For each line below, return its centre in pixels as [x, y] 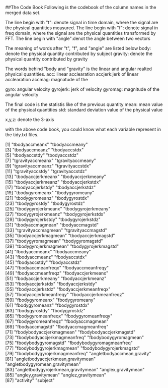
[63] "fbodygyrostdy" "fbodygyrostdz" [45, 311]
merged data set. [23, 13]
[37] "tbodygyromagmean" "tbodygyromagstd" [54, 241]
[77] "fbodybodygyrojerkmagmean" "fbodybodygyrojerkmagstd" [72, 348]
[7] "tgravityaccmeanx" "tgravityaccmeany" [51, 160]
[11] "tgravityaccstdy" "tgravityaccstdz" [46, 171]
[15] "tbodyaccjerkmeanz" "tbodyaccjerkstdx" [53, 182]
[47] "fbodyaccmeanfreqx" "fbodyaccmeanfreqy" [57, 268]
